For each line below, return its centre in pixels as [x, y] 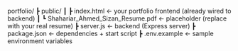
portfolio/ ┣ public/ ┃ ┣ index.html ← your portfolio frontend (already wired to [119, 11]
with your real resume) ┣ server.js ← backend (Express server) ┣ [102, 26]
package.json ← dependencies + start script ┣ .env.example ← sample [111, 33]
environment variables [40, 41]
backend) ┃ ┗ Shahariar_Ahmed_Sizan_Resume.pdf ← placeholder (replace [117, 18]
